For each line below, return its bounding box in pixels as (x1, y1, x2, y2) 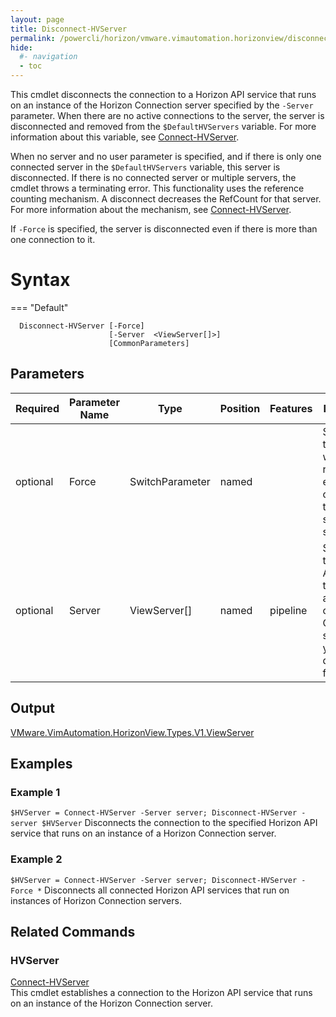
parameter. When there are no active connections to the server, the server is (10, 110, 325, 121)
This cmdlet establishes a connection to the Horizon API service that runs (10, 987, 313, 999)
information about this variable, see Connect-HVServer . (10, 131, 240, 143)
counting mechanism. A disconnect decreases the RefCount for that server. (10, 193, 322, 205)
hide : (10, 42, 33, 53)
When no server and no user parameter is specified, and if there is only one (10, 151, 322, 162)
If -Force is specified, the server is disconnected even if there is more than (10, 223, 318, 235)
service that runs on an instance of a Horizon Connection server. (10, 827, 277, 840)
